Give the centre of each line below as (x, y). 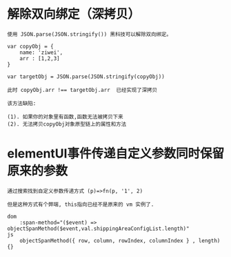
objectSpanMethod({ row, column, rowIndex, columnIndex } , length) (120, 240)
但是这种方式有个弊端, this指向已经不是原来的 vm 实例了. (81, 204)
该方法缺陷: (22, 103)
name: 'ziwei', (41, 53)
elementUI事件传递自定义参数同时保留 (116, 154)
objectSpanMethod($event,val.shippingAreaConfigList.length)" (98, 229)
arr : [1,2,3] (40, 58)
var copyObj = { (30, 46)
